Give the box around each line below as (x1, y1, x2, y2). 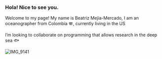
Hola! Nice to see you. (5, 4, 59, 11)
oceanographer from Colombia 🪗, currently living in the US (5, 21, 126, 27)
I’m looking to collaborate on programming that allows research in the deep (5, 32, 158, 38)
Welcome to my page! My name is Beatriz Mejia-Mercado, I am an (5, 15, 139, 21)
